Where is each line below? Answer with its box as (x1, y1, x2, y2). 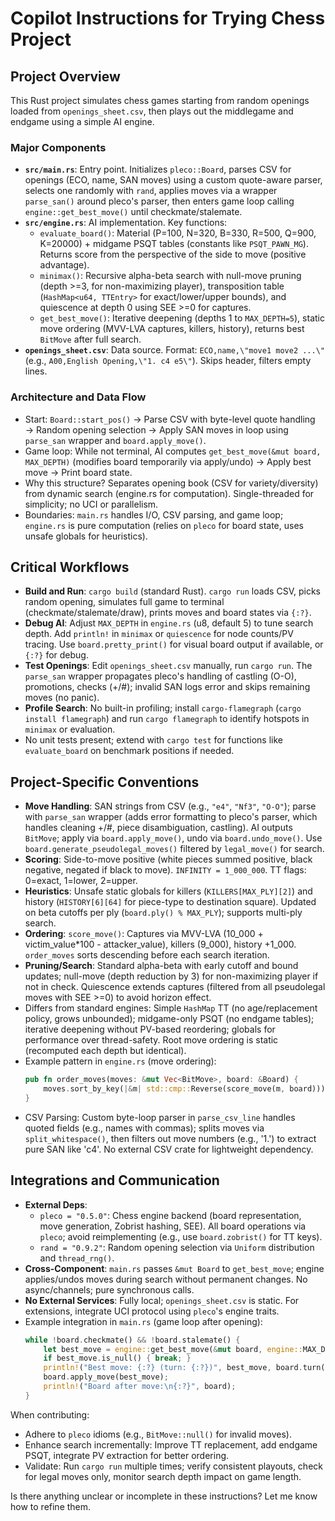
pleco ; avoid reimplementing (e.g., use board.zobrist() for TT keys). (39, 1230, 323, 1242)
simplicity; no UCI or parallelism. (24, 498, 159, 510)
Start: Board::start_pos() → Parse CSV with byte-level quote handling (24, 413, 316, 425)
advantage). (39, 259, 90, 271)
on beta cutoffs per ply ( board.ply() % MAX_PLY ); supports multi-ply (24, 907, 303, 919)
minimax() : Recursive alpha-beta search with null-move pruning (39, 270, 302, 282)
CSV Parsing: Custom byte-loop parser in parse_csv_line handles (24, 1111, 296, 1123)
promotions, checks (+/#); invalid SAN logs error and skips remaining (24, 681, 311, 693)
